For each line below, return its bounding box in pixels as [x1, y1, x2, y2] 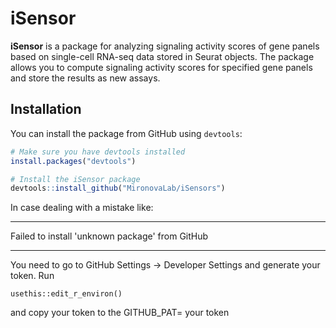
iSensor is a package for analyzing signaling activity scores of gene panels [10, 40, 320, 52]
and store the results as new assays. [10, 72, 161, 84]
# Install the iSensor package [10, 174, 141, 184]
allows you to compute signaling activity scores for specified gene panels [10, 61, 313, 73]
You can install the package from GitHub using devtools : [10, 127, 243, 139]
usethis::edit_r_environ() [10, 289, 123, 299]
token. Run [10, 270, 55, 282]
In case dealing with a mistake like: [10, 202, 154, 214]
